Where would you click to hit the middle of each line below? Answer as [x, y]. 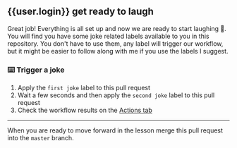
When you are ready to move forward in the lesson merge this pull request [115, 130]
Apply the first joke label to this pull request [84, 88]
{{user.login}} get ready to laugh [80, 12]
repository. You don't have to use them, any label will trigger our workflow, [115, 43]
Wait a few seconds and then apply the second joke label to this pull [116, 95]
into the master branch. [41, 138]
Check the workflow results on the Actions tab [85, 110]
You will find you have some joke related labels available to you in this [108, 36]
